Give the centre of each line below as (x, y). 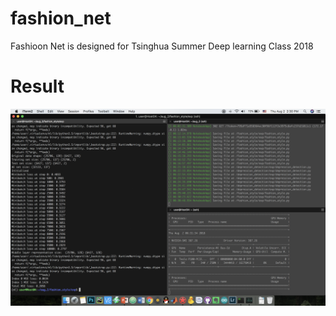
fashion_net (61, 18)
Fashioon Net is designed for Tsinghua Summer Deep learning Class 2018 (162, 46)
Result (37, 86)
